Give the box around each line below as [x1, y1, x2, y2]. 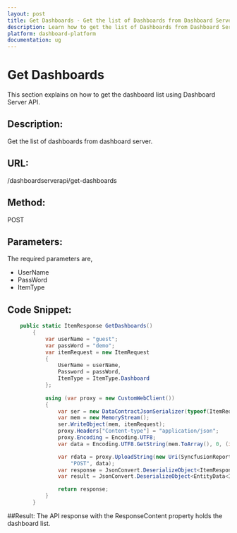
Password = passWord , [57, 369, 121, 376]
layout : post [7, 10, 46, 18]
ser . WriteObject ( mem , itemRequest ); [57, 421, 166, 428]
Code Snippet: [7, 304, 72, 316]
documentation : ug [7, 37, 61, 44]
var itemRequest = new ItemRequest [44, 349, 150, 356]
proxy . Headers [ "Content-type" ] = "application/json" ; [57, 428, 219, 435]
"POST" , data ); [70, 460, 115, 467]
